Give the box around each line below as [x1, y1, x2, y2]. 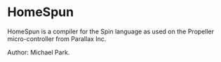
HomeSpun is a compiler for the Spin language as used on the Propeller [7, 27, 214, 36]
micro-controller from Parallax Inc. [7, 34, 107, 42]
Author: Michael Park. [7, 48, 70, 56]
